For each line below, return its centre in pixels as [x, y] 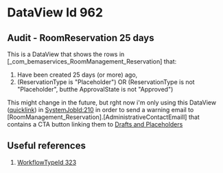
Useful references [46, 146]
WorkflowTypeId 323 [47, 162]
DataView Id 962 [55, 13]
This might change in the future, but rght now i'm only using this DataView [112, 103]
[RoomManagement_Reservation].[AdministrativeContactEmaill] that [104, 117]
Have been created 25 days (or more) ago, [77, 75]
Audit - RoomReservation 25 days [81, 38]
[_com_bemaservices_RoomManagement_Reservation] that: [92, 62]
